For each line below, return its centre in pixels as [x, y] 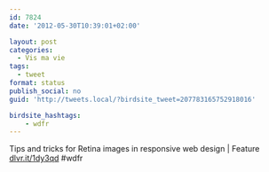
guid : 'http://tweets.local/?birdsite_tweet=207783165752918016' [132, 99]
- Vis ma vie [41, 59]
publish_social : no [45, 91]
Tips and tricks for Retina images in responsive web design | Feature [134, 149]
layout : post [33, 42]
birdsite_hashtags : [45, 115]
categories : [31, 50]
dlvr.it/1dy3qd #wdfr [46, 158]
